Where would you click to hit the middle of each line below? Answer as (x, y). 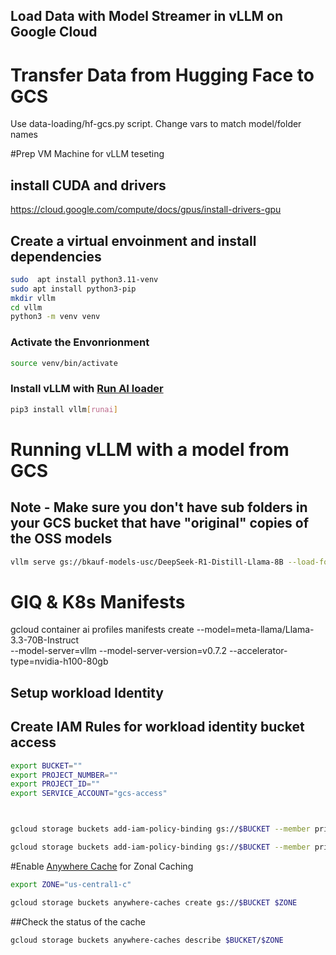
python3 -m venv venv (55, 317)
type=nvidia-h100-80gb (59, 661)
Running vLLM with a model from (150, 449)
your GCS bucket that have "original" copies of (160, 523)
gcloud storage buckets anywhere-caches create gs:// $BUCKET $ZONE (154, 902)
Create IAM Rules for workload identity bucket (157, 727)
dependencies (56, 256)
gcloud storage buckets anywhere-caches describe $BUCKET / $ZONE (147, 940)
